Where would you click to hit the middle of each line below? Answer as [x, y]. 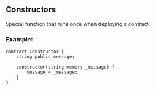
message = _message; [52, 72]
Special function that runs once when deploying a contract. [78, 24]
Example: [19, 39]
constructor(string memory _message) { [66, 67]
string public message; [46, 57]
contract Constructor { [35, 52]
